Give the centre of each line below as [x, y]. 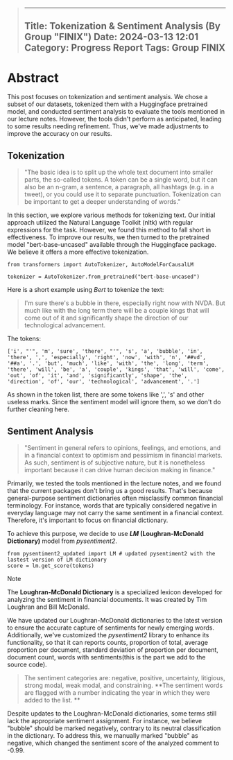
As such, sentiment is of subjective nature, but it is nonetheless [115, 463]
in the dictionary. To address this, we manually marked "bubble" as [103, 735]
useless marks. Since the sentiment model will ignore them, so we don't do [114, 402]
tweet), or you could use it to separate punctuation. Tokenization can [122, 194]
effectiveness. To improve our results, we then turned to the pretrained [108, 237]
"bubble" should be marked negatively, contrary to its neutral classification [114, 728]
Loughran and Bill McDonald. [49, 607]
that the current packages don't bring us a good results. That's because [110, 490]
